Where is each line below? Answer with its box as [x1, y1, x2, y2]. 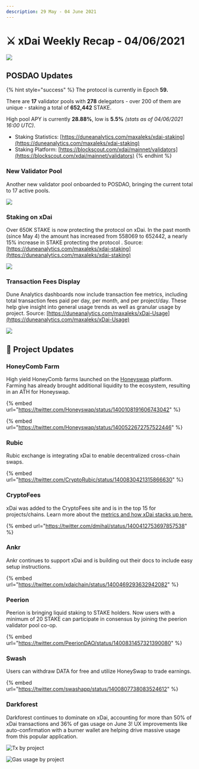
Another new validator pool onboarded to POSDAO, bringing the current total [6, 180, 193, 187]
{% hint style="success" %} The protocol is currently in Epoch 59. [6, 87, 169, 94]
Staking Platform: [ [14, 146, 60, 153]
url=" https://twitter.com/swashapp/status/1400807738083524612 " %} [6, 685, 179, 693]
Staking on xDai [6, 213, 52, 221]
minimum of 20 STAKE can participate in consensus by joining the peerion [6, 615, 187, 623]
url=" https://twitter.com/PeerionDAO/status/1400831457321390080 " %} [6, 640, 182, 647]
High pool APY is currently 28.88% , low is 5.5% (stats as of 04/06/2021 [6, 116, 183, 123]
